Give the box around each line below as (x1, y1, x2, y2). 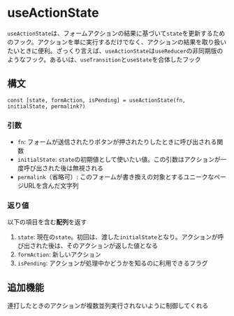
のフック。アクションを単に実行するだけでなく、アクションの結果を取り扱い (7, 37, 227, 46)
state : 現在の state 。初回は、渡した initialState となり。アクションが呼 (17, 233, 224, 241)
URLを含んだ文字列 (23, 181, 79, 190)
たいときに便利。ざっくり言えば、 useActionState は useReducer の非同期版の (7, 46, 224, 55)
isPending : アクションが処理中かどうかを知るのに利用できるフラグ (17, 259, 208, 268)
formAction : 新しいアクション (17, 250, 101, 259)
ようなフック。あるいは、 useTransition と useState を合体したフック (7, 55, 201, 64)
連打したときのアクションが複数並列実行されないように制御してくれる (7, 301, 209, 310)
